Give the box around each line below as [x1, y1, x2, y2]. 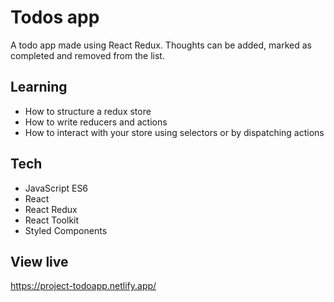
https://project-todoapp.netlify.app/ [10, 280, 157, 292]
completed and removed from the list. [10, 49, 165, 61]
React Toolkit [24, 214, 80, 226]
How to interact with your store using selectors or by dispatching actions [24, 126, 325, 138]
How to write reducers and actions [24, 116, 168, 128]
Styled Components [24, 224, 108, 236]
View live [10, 253, 69, 270]
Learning [10, 79, 68, 96]
